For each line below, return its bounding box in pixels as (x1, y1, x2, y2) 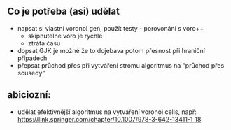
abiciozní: (7, 89, 51, 101)
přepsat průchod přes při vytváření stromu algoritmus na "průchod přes (17, 61, 225, 69)
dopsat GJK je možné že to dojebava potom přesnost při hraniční (17, 46, 205, 55)
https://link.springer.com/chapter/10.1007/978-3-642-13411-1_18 (17, 115, 202, 123)
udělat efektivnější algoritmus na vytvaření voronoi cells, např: (17, 108, 197, 116)
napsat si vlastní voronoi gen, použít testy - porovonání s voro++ (17, 24, 204, 32)
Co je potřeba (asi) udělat (7, 6, 120, 17)
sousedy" (17, 68, 45, 77)
